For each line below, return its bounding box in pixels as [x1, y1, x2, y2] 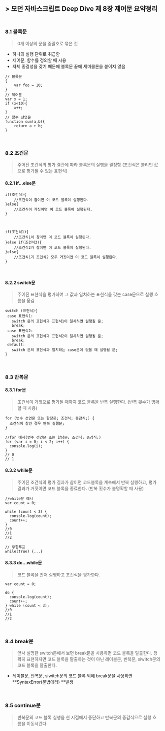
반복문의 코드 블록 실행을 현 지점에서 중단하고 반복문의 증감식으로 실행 [17, 714, 152, 720]
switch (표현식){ [5, 309, 38, 313]
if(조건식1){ [5, 230, 29, 235]
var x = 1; [5, 97, 28, 102]
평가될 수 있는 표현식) [26, 168, 68, 174]
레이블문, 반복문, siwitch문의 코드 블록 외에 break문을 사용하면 [12, 673, 133, 679]
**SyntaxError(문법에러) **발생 [12, 679, 74, 685]
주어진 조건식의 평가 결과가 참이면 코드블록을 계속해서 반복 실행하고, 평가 [17, 479, 157, 485]
